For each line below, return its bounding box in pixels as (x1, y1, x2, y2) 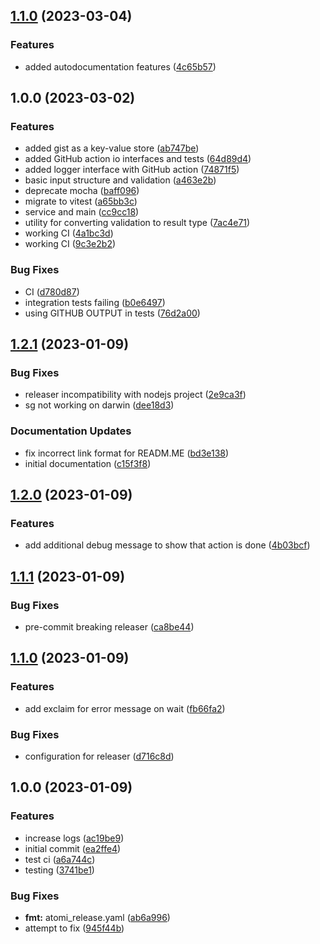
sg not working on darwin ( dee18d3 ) (24, 399, 175, 411)
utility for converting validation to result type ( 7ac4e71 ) (24, 217, 251, 229)
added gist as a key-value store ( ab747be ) (24, 142, 200, 154)
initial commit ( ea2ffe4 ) (24, 842, 122, 854)
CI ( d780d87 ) (24, 285, 80, 298)
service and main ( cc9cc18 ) (24, 206, 140, 218)
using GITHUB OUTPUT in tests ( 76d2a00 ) (24, 307, 201, 319)
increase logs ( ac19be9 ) (24, 832, 125, 844)
